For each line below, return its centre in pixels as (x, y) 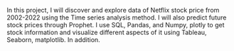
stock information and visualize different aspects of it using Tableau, (107, 32)
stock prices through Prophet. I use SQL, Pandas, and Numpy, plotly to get (116, 25)
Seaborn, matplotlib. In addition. (53, 40)
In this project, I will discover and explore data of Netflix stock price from (113, 10)
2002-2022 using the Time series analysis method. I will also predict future (117, 17)
